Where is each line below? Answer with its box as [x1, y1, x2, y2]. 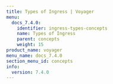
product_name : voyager [6, 47, 62, 53]
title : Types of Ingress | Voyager [6, 8, 95, 15]
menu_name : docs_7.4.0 [6, 53, 62, 59]
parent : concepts [17, 36, 60, 42]
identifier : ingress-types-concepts [17, 25, 108, 31]
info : [6, 63, 20, 70]
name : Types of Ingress [17, 31, 76, 37]
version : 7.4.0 [11, 69, 49, 75]
